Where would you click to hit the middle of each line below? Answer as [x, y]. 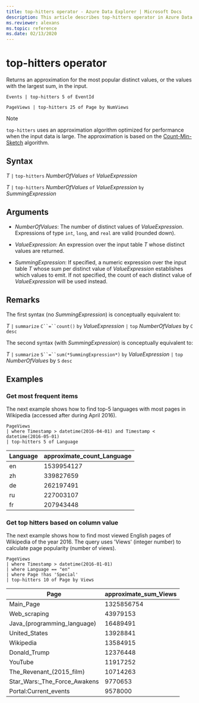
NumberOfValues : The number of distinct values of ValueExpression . [99, 226]
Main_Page [25, 604]
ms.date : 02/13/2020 [32, 34]
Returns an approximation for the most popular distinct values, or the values [99, 80]
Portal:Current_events [40, 691]
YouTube [21, 663]
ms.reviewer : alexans [33, 23]
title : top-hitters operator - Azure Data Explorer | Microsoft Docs [94, 12]
